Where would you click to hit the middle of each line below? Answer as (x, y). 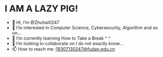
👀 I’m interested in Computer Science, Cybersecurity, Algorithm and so (85, 27)
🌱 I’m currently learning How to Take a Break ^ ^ (61, 38)
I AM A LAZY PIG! (41, 9)
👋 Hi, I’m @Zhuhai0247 (35, 22)
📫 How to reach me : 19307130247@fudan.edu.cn (63, 49)
